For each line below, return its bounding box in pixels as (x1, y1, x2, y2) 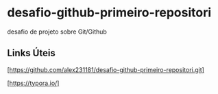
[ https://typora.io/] (7, 79, 60, 87)
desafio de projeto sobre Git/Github (7, 27, 108, 36)
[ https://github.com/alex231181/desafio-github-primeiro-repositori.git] (7, 65, 204, 73)
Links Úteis (7, 47, 56, 59)
